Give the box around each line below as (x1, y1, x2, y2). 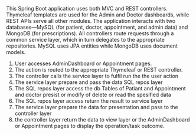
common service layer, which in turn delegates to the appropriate (6, 36, 165, 43)
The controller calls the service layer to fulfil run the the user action (14, 73, 179, 79)
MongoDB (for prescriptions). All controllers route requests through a (6, 30, 174, 37)
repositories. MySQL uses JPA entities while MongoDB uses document (6, 42, 178, 49)
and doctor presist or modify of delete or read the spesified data (14, 91, 171, 98)
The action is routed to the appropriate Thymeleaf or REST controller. (14, 66, 183, 73)
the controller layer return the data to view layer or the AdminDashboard (14, 116, 190, 123)
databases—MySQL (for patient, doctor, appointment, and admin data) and (6, 23, 188, 31)
